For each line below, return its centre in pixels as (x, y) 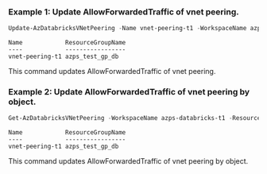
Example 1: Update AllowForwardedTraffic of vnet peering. (124, 12)
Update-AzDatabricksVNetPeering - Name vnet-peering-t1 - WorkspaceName (128, 29)
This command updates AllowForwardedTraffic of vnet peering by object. (128, 161)
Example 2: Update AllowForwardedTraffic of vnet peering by (129, 92)
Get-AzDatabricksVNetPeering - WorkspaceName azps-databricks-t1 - (120, 118)
